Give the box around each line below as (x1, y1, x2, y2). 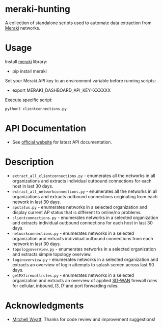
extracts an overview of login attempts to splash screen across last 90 (12, 261, 155, 267)
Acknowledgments (5, 300, 84, 311)
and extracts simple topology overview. (12, 251, 92, 257)
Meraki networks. (5, 25, 41, 31)
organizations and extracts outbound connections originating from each (12, 193, 158, 199)
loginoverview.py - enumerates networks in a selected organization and (12, 256, 159, 262)
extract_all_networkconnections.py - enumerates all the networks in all (12, 188, 158, 194)
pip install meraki (12, 68, 47, 74)
